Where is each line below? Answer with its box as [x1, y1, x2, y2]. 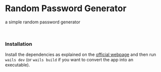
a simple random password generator [5, 19, 80, 25]
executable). [5, 62, 30, 68]
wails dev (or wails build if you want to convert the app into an [5, 57, 133, 63]
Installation [5, 40, 33, 47]
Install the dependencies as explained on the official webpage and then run [5, 52, 156, 57]
